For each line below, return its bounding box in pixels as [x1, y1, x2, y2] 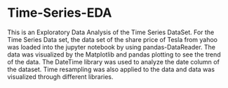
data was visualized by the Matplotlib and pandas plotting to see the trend [7, 50, 221, 59]
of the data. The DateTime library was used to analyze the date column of [7, 57, 220, 66]
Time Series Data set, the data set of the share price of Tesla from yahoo [7, 35, 217, 43]
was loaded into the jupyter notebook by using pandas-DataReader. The [7, 43, 216, 51]
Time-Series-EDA [7, 5, 112, 21]
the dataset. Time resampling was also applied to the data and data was [7, 65, 215, 73]
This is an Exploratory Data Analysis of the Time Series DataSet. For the [7, 28, 215, 36]
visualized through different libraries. [7, 72, 114, 81]
